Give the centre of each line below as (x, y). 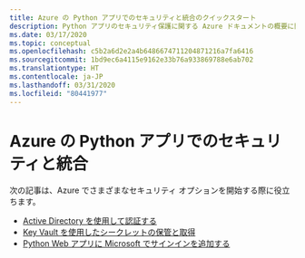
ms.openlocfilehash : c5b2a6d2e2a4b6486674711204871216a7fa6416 (132, 52)
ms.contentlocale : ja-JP (56, 77)
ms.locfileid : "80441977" (58, 93)
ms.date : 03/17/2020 (49, 34)
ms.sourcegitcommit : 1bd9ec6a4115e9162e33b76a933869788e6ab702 (132, 60)
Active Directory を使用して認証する (89, 221)
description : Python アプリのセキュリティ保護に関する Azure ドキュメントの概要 (148, 26)
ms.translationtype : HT (54, 69)
